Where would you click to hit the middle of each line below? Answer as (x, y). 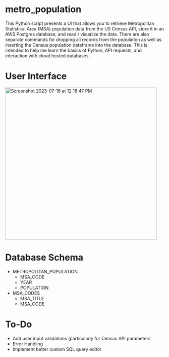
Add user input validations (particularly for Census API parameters (81, 338)
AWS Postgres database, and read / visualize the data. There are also (77, 34)
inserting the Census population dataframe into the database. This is (76, 45)
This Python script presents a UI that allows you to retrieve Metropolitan (80, 23)
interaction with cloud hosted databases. (47, 56)
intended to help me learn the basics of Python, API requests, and (74, 50)
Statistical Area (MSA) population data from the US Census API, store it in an (85, 28)
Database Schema (44, 258)
